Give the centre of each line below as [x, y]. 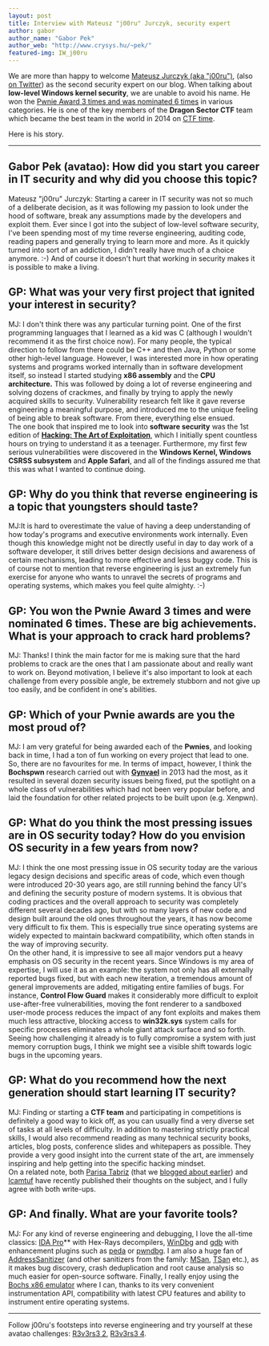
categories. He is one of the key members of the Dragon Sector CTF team [131, 110]
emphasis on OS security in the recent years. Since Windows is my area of [131, 961]
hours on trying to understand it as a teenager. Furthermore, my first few [128, 443]
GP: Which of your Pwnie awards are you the [122, 715]
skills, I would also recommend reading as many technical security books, [130, 1137]
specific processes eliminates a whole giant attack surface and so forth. [127, 1029]
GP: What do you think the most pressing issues [130, 823]
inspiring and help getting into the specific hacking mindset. [107, 1163]
